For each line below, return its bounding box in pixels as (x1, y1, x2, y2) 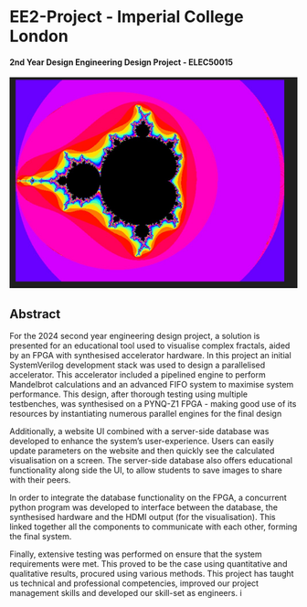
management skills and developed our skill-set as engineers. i (9, 587, 242, 598)
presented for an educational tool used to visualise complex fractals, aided (9, 340, 291, 351)
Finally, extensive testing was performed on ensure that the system (9, 548, 262, 559)
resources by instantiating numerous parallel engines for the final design (9, 408, 282, 419)
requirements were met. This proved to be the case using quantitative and (9, 558, 288, 569)
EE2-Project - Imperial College (9, 6, 244, 27)
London (9, 26, 69, 47)
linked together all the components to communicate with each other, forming (9, 521, 298, 532)
